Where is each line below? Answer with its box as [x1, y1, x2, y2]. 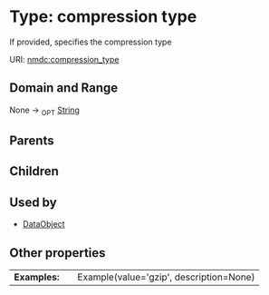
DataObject [22, 219, 65, 230]
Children [9, 163, 59, 179]
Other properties [9, 245, 106, 261]
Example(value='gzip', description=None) [77, 270, 255, 283]
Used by [9, 194, 57, 210]
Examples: [14, 270, 61, 283]
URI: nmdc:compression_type [9, 54, 120, 64]
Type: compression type [9, 6, 197, 27]
